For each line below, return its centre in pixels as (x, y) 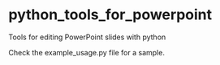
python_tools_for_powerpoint (110, 15)
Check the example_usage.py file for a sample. (86, 52)
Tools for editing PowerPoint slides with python (87, 37)
